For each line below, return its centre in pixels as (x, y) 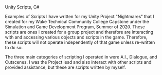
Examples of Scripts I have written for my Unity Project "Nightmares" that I (80, 16)
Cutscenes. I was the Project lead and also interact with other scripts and (78, 62)
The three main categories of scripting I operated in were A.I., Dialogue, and (81, 57)
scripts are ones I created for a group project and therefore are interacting (79, 32)
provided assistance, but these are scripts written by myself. (66, 67)
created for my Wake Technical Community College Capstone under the (77, 22)
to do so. (14, 47)
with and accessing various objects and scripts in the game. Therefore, (76, 37)
